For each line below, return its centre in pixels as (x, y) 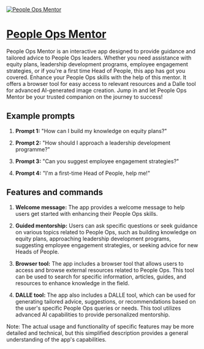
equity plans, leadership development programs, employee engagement (97, 64)
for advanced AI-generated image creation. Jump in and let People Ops (96, 90)
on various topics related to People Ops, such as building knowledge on (106, 232)
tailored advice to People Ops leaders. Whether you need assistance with (99, 58)
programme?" (32, 149)
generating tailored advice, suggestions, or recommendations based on (105, 301)
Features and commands (55, 192)
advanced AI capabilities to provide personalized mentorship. (93, 314)
